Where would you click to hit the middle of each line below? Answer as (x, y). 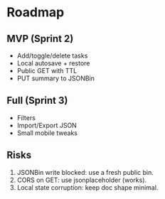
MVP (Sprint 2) (40, 39)
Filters (26, 117)
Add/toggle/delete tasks (52, 55)
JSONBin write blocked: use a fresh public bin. (85, 172)
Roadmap (36, 12)
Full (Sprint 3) (37, 101)
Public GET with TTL (47, 71)
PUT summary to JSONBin (56, 78)
